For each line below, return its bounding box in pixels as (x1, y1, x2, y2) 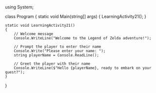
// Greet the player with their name (14, 61, 91, 66)
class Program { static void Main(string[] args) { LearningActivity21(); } (5, 14, 147, 19)
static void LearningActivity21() (5, 23, 76, 28)
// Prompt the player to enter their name (14, 44, 101, 49)
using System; (5, 4, 34, 10)
